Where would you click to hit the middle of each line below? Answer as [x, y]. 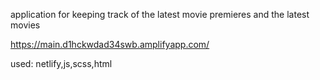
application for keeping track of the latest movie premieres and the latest [160, 14]
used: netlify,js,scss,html [61, 63]
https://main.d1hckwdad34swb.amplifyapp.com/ [110, 44]
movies [25, 25]
